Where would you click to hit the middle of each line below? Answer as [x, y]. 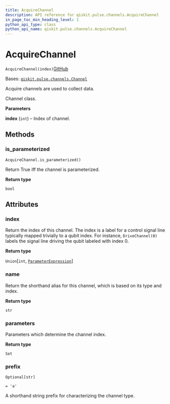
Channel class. [21, 99]
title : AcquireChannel [29, 10]
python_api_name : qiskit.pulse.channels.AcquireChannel [66, 29]
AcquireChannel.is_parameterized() [43, 160]
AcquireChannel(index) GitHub [37, 69]
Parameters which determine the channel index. [56, 335]
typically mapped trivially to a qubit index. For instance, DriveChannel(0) [81, 236]
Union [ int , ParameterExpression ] [39, 261]
